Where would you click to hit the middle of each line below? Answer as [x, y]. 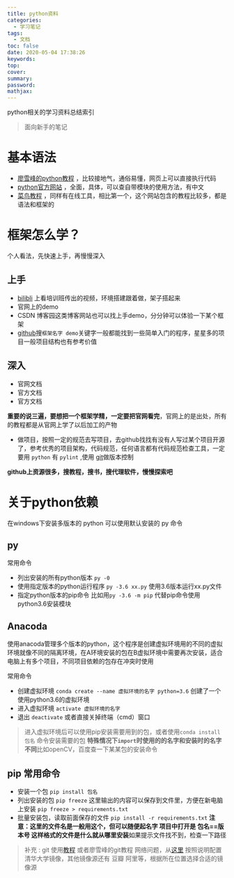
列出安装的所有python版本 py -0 [63, 578]
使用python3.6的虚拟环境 [53, 700]
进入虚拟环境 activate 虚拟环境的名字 [69, 709]
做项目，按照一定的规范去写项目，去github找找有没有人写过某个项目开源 [121, 439]
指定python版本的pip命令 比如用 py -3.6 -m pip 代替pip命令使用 [109, 595]
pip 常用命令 [34, 773]
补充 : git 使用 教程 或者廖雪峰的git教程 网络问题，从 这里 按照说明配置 [123, 850]
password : [22, 85]
